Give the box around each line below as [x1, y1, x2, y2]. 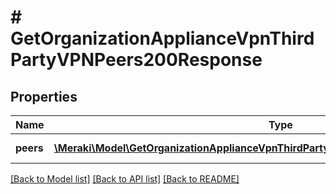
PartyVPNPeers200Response [10, 49, 263, 71]
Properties [10, 88, 78, 105]
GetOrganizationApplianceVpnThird [10, 27, 315, 50]
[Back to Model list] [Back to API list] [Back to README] [10, 173, 240, 185]
